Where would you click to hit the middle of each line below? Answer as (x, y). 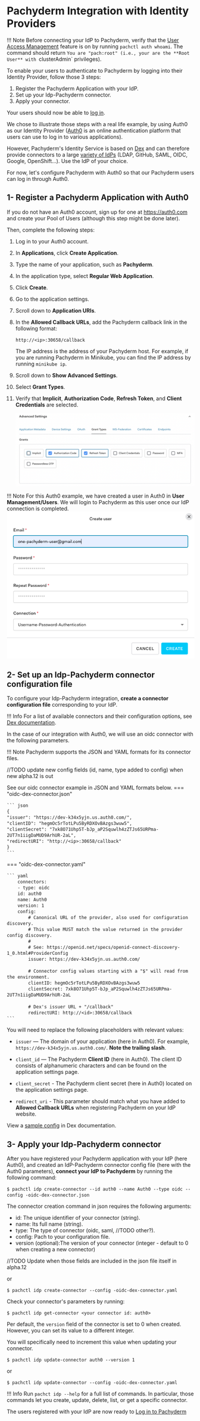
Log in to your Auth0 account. (52, 241)
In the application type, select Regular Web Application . (85, 276)
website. (26, 1114)
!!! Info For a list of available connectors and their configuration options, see (99, 716)
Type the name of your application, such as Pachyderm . (85, 264)
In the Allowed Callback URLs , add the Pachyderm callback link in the (101, 322)
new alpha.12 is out (30, 776)
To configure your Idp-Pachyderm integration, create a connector (88, 698)
